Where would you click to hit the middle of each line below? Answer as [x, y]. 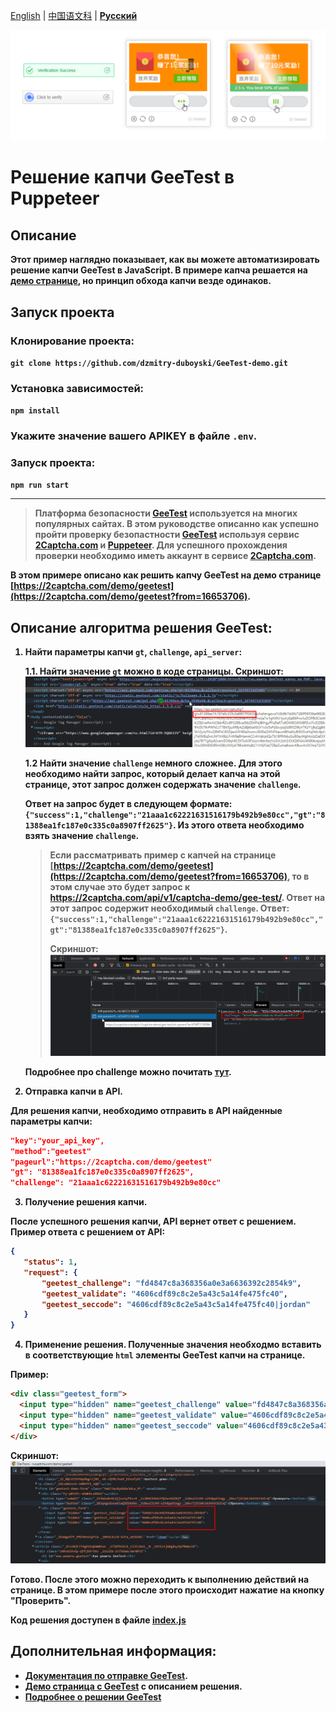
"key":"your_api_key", [57, 1140]
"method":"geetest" [51, 1151]
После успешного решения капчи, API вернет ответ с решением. [153, 1221]
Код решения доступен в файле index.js [98, 1620]
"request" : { [50, 1272]
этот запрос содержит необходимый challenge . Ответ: [169, 908]
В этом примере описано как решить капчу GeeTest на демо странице [166, 575]
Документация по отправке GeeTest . [106, 1675]
